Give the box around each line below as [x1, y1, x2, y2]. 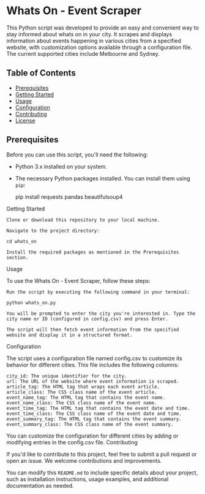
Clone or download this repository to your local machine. [6, 217, 160, 223]
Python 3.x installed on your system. [15, 163, 107, 170]
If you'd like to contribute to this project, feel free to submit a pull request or [6, 450, 197, 458]
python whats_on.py [6, 299, 56, 306]
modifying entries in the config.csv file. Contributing [6, 438, 138, 446]
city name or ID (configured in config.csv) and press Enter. [6, 315, 168, 322]
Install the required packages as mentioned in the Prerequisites [6, 249, 179, 255]
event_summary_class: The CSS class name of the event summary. [6, 421, 174, 427]
